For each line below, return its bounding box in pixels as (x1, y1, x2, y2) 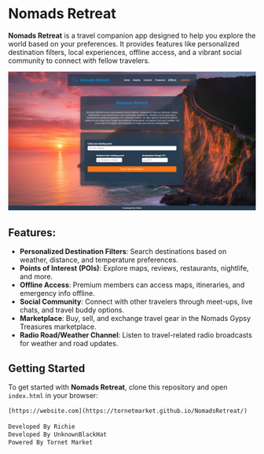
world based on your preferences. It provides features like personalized (8, 39, 240, 48)
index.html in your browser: (8, 391, 98, 400)
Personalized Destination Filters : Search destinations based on (19, 247, 227, 257)
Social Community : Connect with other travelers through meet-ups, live (19, 297, 253, 307)
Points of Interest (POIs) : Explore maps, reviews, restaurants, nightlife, (19, 264, 249, 273)
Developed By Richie (8, 423, 76, 431)
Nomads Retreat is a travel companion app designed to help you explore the (8, 31, 256, 40)
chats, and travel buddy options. (19, 305, 124, 315)
